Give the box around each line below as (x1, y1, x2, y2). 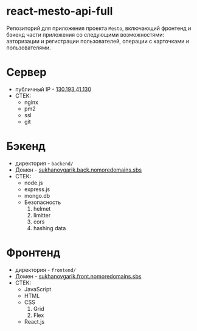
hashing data (33, 224, 66, 231)
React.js (24, 318, 44, 325)
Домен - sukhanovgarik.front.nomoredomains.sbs (15, 272, 142, 280)
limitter (33, 211, 51, 219)
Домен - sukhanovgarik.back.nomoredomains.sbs (15, 166, 142, 173)
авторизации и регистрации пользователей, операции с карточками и (6, 37, 190, 45)
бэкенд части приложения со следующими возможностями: (6, 31, 164, 38)
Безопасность (24, 198, 61, 206)
